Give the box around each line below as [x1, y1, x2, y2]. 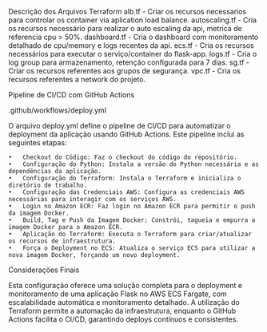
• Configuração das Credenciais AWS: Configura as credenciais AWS [8, 188, 245, 196]
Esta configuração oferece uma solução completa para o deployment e [8, 281, 242, 290]
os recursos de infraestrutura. [8, 237, 116, 245]
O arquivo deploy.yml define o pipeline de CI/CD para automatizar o [8, 121, 232, 130]
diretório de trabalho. [8, 181, 88, 189]
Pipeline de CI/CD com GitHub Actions [8, 90, 135, 99]
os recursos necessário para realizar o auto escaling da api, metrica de [8, 24, 242, 33]
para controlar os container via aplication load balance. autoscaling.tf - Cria [8, 15, 257, 25]
